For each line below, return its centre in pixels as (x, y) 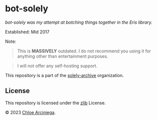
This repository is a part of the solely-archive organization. (64, 75)
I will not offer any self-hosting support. (57, 66)
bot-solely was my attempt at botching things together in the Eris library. (79, 22)
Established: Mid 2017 (27, 32)
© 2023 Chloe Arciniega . (31, 112)
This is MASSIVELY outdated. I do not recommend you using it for (84, 51)
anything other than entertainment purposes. (63, 56)
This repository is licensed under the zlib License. (55, 103)
